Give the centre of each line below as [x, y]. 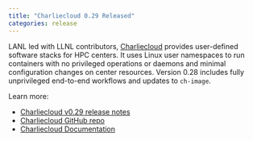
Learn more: [29, 96]
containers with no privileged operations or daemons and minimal [117, 63]
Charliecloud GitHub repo [62, 120]
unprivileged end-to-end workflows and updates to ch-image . [110, 81]
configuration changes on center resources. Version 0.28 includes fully [126, 72]
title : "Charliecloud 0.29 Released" [72, 16]
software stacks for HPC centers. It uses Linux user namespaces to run [126, 55]
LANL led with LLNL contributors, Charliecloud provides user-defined [124, 46]
